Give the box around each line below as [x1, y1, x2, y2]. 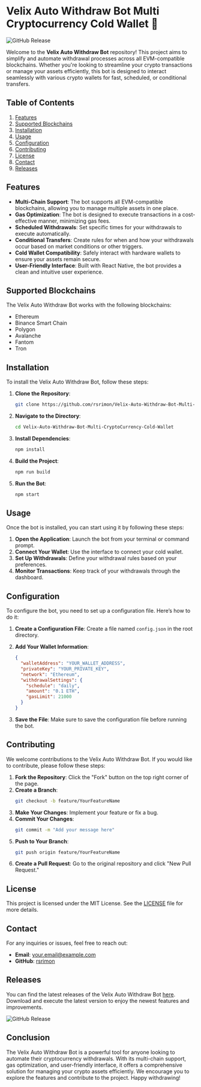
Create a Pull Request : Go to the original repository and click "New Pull [14, 860, 191, 867]
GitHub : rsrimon [14, 957, 55, 965]
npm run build [14, 469, 50, 475]
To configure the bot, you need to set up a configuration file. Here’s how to [6, 607, 191, 615]
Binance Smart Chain [14, 319, 67, 327]
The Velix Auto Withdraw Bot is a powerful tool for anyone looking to [6, 1049, 175, 1056]
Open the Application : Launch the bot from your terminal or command [14, 535, 190, 543]
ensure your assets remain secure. [14, 255, 101, 262]
